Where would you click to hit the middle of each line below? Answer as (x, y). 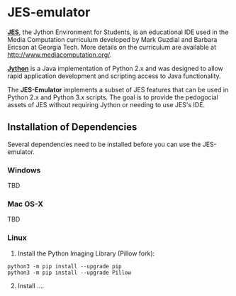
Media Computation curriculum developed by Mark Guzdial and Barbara (112, 39)
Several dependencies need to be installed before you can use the (104, 144)
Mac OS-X (26, 204)
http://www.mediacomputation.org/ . (60, 55)
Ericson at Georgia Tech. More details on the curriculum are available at (112, 47)
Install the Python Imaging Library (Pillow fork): (86, 253)
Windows (24, 170)
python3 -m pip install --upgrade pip (64, 266)
